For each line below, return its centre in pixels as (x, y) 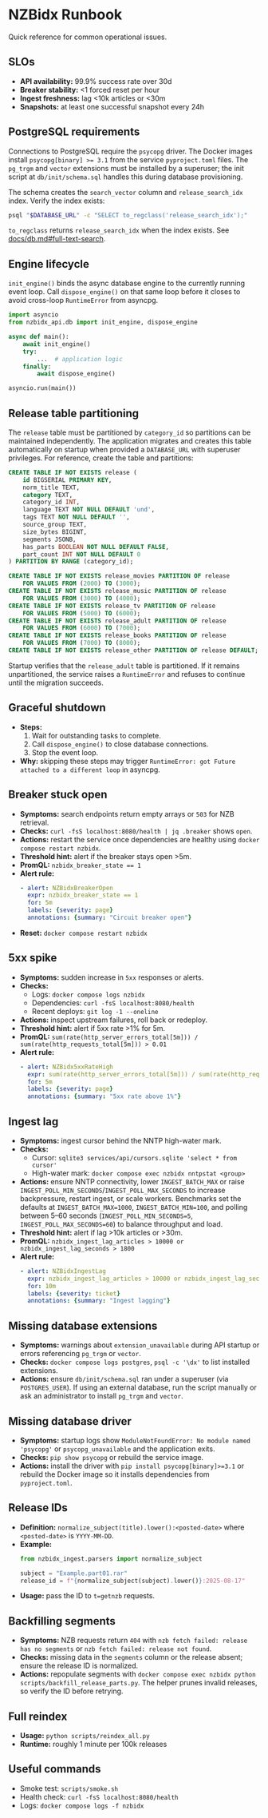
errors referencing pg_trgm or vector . (80, 1354)
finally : (37, 366)
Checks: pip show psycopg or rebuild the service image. (112, 1457)
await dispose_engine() (76, 374)
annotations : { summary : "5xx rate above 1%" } (104, 1096)
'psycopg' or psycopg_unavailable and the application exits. (117, 1449)
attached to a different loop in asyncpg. (90, 770)
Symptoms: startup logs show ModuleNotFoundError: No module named (135, 1440)
